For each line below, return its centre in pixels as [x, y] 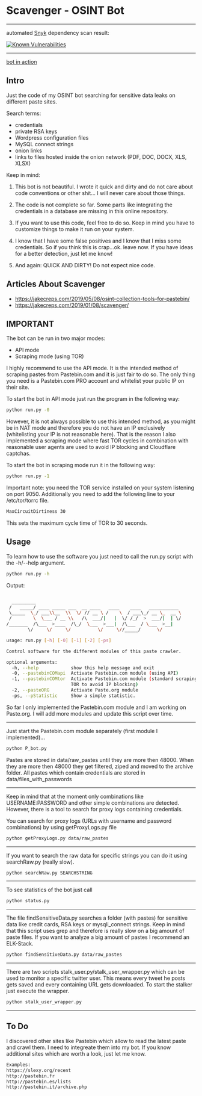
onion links [28, 150]
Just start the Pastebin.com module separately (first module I [82, 731]
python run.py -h [28, 574]
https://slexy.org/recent [38, 1070]
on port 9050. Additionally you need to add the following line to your [91, 494]
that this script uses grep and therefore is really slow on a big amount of [95, 931]
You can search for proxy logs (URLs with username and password [89, 821]
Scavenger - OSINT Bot [65, 11]
